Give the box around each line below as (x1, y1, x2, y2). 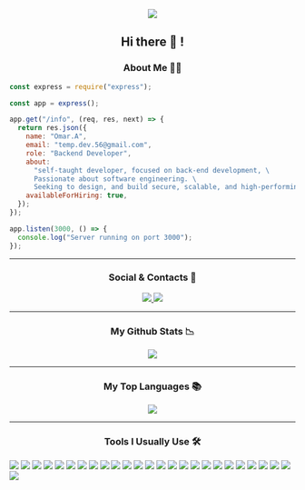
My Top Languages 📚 (103, 380, 202, 393)
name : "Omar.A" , (25, 132, 88, 141)
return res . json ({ (17, 124, 88, 133)
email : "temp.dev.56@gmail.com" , (25, 141, 152, 150)
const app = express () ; (9, 98, 100, 108)
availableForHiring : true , (25, 191, 128, 200)
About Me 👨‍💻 (123, 62, 182, 75)
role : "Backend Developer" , (25, 148, 132, 158)
